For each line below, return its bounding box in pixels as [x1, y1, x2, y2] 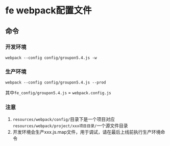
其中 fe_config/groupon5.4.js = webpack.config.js [5, 90, 111, 96]
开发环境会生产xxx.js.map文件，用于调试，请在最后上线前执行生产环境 [12, 129, 161, 135]
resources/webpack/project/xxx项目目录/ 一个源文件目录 [12, 122, 129, 129]
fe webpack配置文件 [5, 5, 92, 16]
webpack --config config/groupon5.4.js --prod [5, 80, 106, 85]
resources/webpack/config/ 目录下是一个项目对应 [12, 116, 115, 122]
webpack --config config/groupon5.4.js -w [5, 55, 97, 60]
